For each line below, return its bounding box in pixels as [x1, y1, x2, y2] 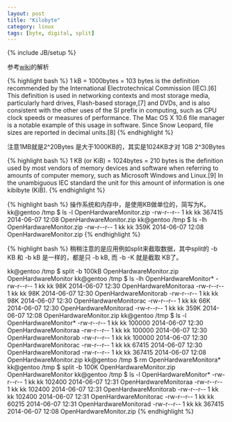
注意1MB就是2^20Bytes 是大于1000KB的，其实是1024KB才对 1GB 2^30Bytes [7, 143, 226, 151]
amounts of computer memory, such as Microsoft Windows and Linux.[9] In [7, 171, 224, 180]
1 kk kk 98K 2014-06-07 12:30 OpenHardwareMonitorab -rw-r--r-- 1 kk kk [7, 289, 219, 298]
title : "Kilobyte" [7, 17, 60, 24]
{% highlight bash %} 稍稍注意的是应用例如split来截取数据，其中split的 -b [7, 244, 217, 253]
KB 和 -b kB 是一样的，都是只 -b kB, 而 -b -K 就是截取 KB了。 [7, 253, 183, 262]
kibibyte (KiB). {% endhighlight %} [7, 186, 106, 194]
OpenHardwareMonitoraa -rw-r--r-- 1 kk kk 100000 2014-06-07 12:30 [7, 326, 208, 335]
